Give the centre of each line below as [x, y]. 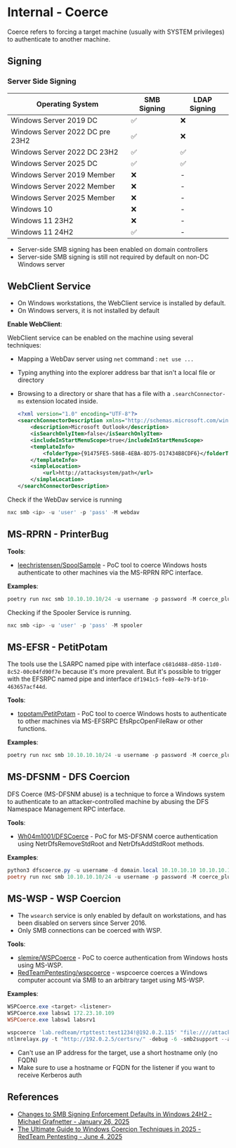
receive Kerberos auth [50, 1075]
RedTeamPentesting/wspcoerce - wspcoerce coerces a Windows [112, 973]
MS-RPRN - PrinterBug [58, 534]
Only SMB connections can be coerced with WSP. [90, 931]
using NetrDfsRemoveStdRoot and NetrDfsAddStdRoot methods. [111, 843]
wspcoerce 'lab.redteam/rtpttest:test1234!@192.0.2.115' [92, 1033]
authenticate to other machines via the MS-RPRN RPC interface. [110, 572]
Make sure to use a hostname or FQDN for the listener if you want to [116, 1067]
